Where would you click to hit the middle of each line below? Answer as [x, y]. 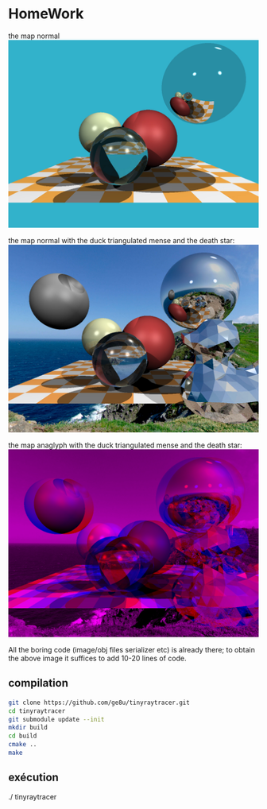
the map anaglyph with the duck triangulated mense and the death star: [125, 445]
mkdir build [28, 728]
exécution [34, 778]
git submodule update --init [56, 719]
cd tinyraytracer [37, 711]
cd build [23, 736]
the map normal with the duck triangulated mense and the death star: [122, 240]
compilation [39, 683]
